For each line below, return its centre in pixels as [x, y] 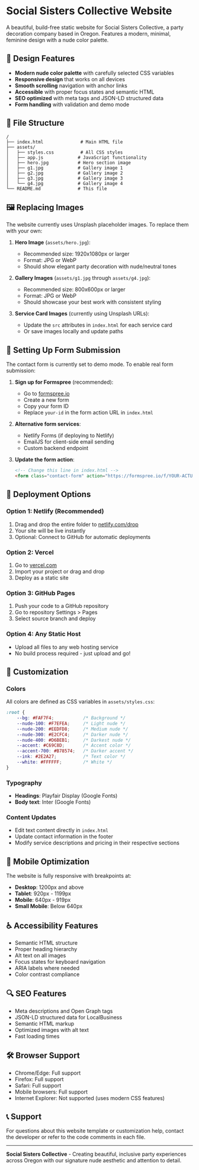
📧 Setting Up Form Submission [63, 350]
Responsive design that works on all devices [70, 79]
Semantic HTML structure [46, 943]
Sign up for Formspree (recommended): [64, 382]
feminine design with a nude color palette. [57, 40]
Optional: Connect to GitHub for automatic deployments [83, 537]
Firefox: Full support [39, 1079]
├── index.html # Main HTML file [65, 142]
